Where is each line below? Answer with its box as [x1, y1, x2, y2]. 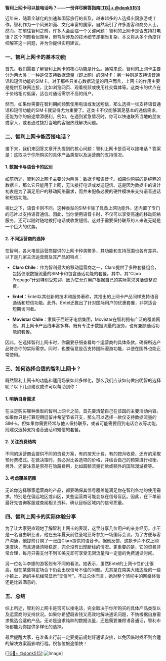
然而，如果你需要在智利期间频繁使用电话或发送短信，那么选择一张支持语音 [5, 101, 157, 107]
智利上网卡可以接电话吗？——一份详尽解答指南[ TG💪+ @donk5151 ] [5, 5, 141, 10]
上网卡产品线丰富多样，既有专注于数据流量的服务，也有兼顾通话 [25, 323, 156, 328]
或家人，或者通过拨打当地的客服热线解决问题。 [5, 120, 100, 126]
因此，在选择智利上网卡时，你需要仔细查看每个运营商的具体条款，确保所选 [5, 339, 157, 345]
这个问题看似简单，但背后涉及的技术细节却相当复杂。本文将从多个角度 [13, 34, 157, 40]
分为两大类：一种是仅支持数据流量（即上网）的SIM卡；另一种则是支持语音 [5, 72, 156, 78]
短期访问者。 [12, 306, 39, 311]
